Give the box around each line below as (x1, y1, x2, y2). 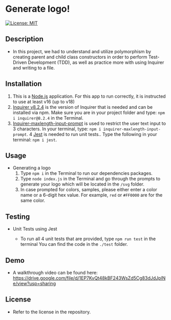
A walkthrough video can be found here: (12, 269, 98, 276)
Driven (12, 59, 27, 65)
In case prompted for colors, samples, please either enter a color (20, 187, 158, 193)
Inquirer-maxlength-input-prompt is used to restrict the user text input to (12, 120, 166, 126)
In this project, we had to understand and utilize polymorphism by (12, 48, 152, 54)
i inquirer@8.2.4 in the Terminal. (12, 115, 83, 121)
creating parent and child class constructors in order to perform (12, 54, 147, 60)
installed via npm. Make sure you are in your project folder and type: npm (12, 109, 165, 116)
